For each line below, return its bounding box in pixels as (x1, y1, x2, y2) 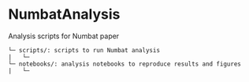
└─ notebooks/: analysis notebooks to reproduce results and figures (8, 60, 242, 68)
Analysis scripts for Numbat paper (8, 31, 120, 41)
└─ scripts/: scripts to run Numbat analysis (8, 46, 160, 54)
